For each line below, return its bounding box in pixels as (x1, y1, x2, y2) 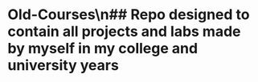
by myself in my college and (7, 40, 199, 57)
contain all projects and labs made (7, 22, 241, 41)
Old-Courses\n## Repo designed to (7, 6, 250, 24)
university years (7, 57, 120, 75)
